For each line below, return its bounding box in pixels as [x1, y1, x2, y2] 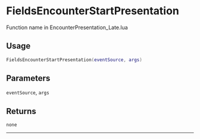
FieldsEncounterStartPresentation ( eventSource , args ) [6, 56, 143, 63]
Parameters [6, 73, 51, 84]
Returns [6, 106, 37, 116]
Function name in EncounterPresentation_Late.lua [6, 24, 128, 31]
